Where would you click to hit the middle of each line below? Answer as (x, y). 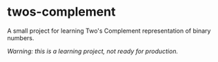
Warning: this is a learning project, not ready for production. (92, 51)
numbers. (21, 37)
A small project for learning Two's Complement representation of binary (109, 31)
